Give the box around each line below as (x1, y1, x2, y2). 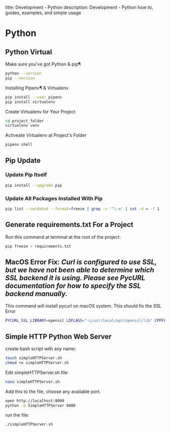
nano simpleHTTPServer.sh (5, 379, 60, 384)
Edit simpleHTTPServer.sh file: (5, 369, 69, 375)
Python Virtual (5, 48, 52, 56)
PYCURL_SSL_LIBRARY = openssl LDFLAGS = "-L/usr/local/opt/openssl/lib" (5, 318, 153, 323)
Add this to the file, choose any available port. (5, 388, 101, 394)
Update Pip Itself (5, 171, 47, 178)
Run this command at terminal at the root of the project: (5, 234, 121, 240)
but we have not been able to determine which (5, 265, 154, 274)
